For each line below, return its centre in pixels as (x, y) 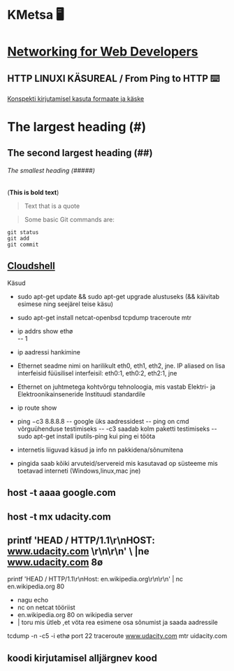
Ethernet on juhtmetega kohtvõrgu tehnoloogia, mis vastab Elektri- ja (116, 387)
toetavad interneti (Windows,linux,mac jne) (79, 471)
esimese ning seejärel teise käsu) (65, 304)
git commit (23, 244)
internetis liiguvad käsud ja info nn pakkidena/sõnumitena (100, 450)
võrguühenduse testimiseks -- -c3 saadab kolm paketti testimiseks (114, 429)
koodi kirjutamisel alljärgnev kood (82, 658)
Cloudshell (31, 266)
